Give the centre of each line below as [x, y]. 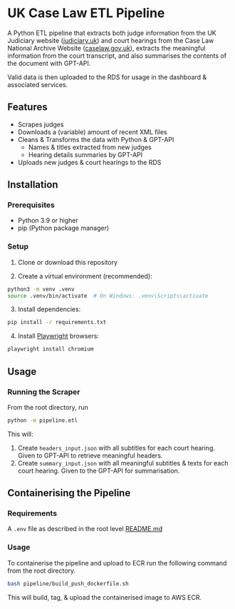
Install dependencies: [49, 309]
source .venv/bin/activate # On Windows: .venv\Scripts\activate [108, 296]
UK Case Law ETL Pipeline [86, 13]
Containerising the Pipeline [69, 493]
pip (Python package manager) [63, 228]
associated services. [38, 84]
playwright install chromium [51, 349]
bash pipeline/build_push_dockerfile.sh [68, 583]
